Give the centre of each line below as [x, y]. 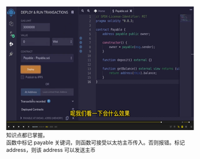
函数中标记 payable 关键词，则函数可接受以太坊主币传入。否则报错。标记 [96, 142]
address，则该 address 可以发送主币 [51, 150]
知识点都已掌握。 [27, 135]
